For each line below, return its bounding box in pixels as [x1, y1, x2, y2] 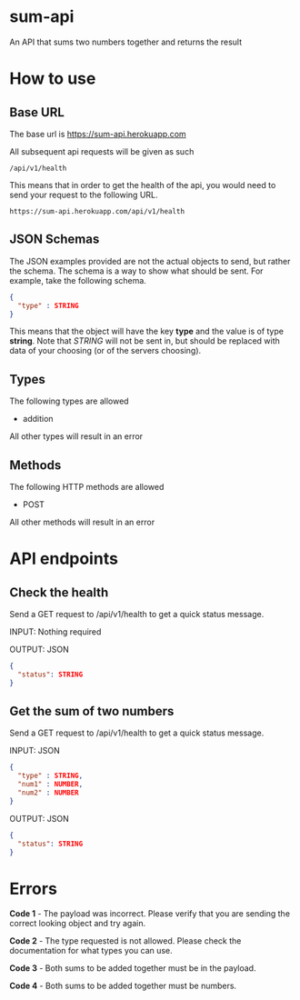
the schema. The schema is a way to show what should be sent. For [9, 265, 264, 276]
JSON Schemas [9, 232, 100, 247]
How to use [9, 68, 96, 89]
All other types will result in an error [9, 431, 144, 442]
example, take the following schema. [9, 275, 147, 285]
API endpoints [9, 548, 118, 569]
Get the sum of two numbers [9, 704, 175, 719]
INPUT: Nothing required [9, 626, 102, 637]
